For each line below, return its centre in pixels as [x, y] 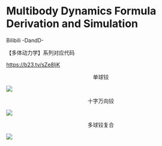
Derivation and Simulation [72, 24]
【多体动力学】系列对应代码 [40, 53]
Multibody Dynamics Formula [81, 11]
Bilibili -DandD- [25, 40]
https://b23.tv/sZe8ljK [33, 65]
